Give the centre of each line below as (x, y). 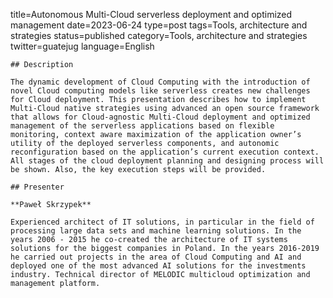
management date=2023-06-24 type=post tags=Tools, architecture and (159, 25)
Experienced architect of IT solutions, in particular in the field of (162, 222)
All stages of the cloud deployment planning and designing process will (167, 161)
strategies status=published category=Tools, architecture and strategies (159, 35)
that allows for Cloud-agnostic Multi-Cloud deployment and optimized (160, 117)
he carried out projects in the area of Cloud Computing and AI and (156, 257)
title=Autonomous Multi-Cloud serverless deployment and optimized (151, 14)
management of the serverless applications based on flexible (142, 126)
